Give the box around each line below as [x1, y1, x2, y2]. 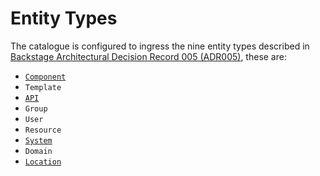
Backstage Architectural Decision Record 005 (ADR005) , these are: [10, 50, 287, 62]
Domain [24, 146, 53, 156]
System [24, 135, 53, 146]
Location [24, 157, 62, 167]
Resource [24, 125, 62, 135]
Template [24, 82, 62, 92]
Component [24, 72, 67, 82]
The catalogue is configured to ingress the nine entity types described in [10, 40, 310, 52]
